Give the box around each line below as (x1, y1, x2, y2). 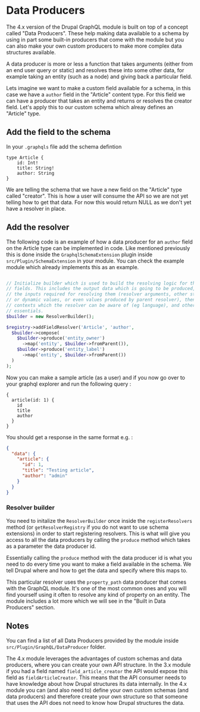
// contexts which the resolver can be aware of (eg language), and (6, 303, 180, 309)
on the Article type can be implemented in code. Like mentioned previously (6, 244, 190, 251)
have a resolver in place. (6, 205, 67, 212)
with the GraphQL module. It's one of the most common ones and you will (6, 584, 187, 591)
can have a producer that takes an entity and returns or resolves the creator (6, 97, 192, 104)
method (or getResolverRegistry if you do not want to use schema (6, 523, 169, 531)
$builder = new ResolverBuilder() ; (6, 313, 95, 319)
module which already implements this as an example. (6, 263, 139, 270)
